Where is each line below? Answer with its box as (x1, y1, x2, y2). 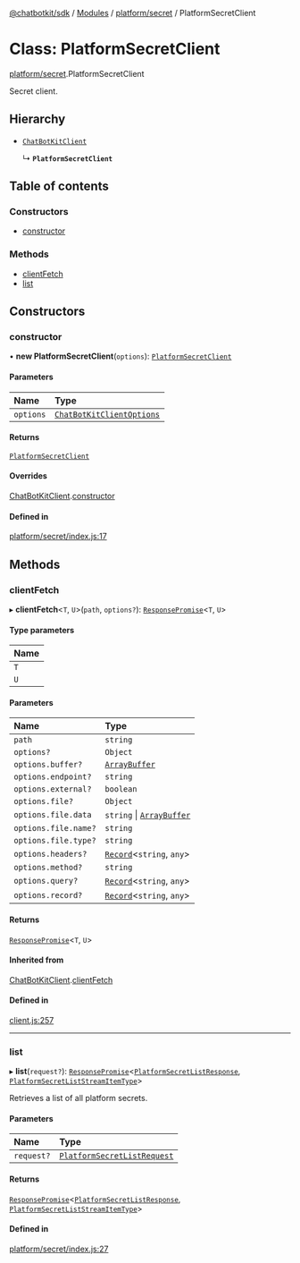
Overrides (9, 470, 47, 481)
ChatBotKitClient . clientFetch (9, 974, 113, 985)
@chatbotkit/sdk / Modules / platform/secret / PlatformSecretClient (9, 8, 256, 18)
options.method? (13, 862, 83, 873)
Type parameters (9, 624, 75, 635)
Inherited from (9, 954, 64, 965)
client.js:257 (9, 1014, 54, 1025)
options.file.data (13, 810, 92, 820)
